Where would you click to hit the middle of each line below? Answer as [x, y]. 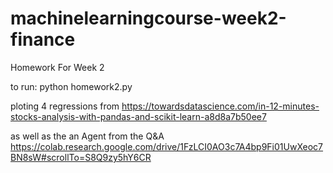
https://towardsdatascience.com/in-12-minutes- [220, 106]
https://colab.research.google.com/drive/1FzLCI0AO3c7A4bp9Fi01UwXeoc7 [167, 146]
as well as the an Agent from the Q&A [87, 136]
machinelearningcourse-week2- [148, 18]
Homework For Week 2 [57, 67]
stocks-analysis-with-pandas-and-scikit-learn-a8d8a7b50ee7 [138, 116]
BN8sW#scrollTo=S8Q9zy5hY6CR [81, 157]
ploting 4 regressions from [65, 106]
